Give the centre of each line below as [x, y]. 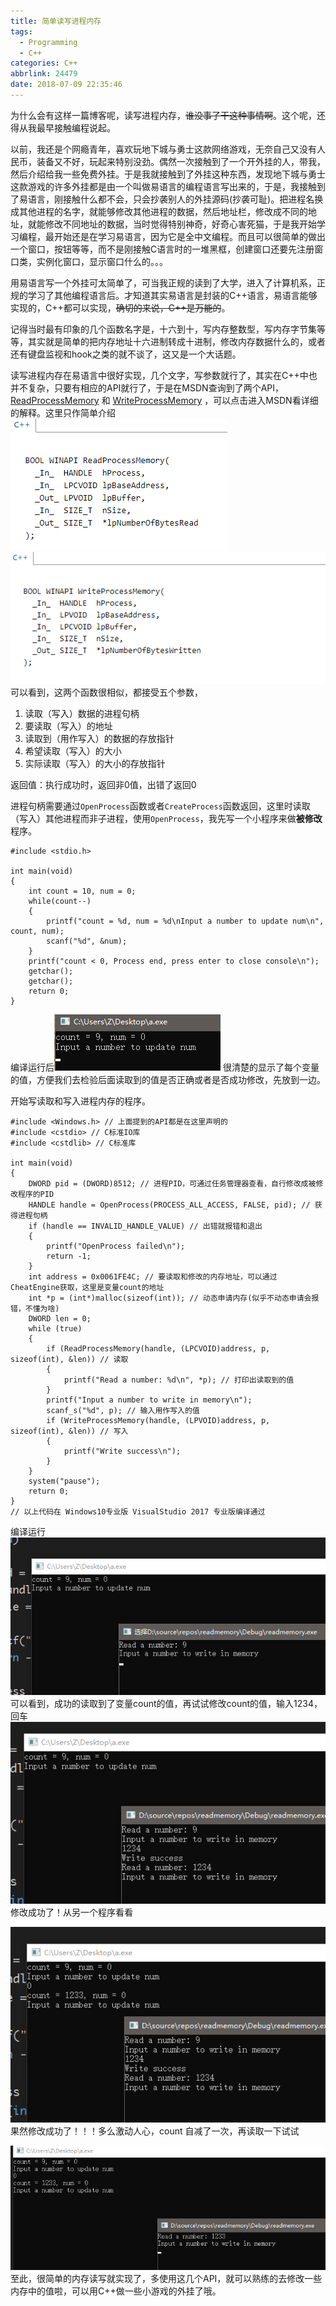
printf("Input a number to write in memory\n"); [149, 1400]
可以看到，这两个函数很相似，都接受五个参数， [106, 692]
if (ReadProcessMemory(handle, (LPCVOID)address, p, [158, 1349]
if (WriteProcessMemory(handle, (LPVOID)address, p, [158, 1421]
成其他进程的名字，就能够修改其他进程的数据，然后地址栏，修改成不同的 [159, 211]
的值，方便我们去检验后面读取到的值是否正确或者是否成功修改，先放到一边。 [168, 1080]
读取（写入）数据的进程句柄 [82, 714]
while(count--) [60, 901]
